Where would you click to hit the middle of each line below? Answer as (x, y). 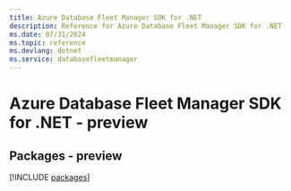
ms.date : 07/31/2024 (48, 34)
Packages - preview (66, 156)
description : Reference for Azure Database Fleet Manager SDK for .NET (145, 26)
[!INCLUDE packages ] (50, 177)
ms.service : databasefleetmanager (74, 59)
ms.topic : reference (48, 43)
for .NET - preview (79, 123)
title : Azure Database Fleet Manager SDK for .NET (106, 17)
